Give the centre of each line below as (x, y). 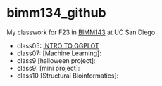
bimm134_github (56, 13)
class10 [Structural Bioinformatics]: (68, 76)
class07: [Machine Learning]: (59, 53)
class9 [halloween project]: (56, 60)
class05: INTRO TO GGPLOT (58, 45)
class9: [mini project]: (48, 68)
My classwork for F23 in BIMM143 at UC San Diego (81, 32)
